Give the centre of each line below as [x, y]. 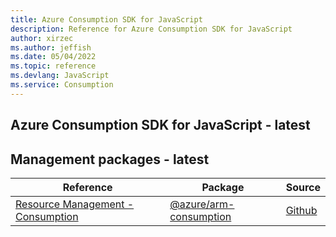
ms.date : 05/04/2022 [53, 57]
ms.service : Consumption [62, 85]
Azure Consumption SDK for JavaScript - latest [160, 125]
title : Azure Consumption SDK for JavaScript [106, 19]
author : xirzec [42, 38]
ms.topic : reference [53, 66]
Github [301, 210]
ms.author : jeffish [51, 47]
